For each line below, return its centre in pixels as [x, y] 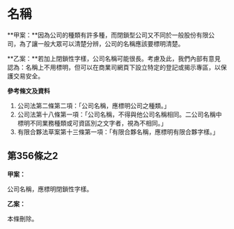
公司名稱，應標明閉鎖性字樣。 [50, 189]
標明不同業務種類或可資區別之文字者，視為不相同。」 [92, 123]
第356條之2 [33, 156]
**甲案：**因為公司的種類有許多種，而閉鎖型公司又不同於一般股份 [102, 35]
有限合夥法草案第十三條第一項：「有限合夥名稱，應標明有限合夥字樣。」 [118, 132]
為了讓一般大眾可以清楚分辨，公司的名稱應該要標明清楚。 [102, 43]
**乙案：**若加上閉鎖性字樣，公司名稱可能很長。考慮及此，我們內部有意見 [114, 58]
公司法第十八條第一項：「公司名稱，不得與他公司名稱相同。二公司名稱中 [119, 114]
